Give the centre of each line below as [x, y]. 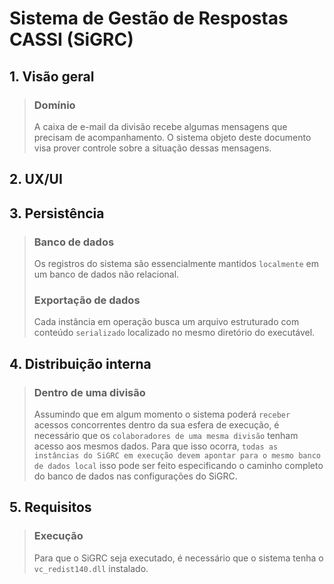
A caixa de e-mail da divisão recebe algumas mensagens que [160, 126]
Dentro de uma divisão [89, 392]
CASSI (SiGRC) [71, 39]
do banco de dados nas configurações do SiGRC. [135, 476]
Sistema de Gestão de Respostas [149, 18]
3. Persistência [57, 213]
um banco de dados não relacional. [106, 274]
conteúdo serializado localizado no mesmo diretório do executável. [174, 333]
